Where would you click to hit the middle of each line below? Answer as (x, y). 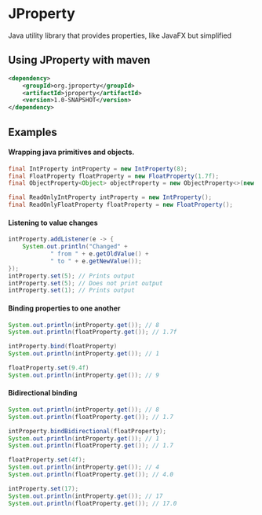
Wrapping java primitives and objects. (71, 152)
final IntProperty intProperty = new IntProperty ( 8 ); (98, 169)
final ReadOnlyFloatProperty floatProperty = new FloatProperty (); (121, 205)
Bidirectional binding (43, 393)
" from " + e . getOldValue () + (99, 254)
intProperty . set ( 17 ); (44, 488)
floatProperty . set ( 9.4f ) (49, 368)
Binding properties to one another (64, 308)
